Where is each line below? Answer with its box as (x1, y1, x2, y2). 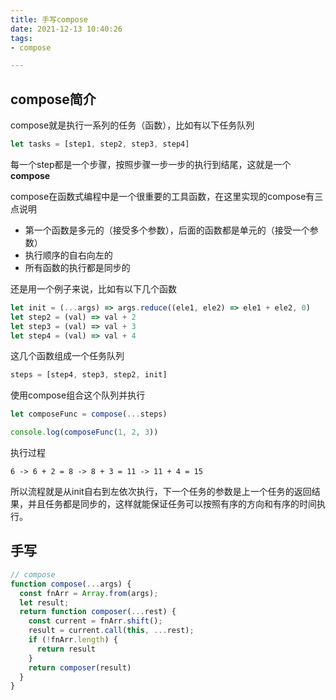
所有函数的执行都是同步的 (24, 261, 131, 273)
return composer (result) (28, 662, 132, 673)
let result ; (19, 597, 70, 608)
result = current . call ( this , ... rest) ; (28, 626, 195, 636)
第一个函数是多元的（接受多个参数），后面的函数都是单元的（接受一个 (24, 224, 310, 236)
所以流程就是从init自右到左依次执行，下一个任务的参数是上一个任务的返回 (10, 486, 312, 498)
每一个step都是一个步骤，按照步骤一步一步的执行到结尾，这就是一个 (10, 158, 292, 170)
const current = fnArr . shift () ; (28, 616, 163, 626)
